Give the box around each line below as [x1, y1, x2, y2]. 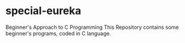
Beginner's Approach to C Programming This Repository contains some [5, 24, 179, 31]
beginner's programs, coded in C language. [5, 29, 111, 37]
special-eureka [5, 4, 82, 18]
